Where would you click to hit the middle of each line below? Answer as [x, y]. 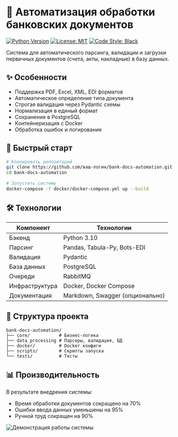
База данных [27, 266]
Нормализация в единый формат [56, 110]
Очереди [22, 276]
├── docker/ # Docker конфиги [54, 346]
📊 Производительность [53, 375]
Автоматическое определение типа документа [74, 98]
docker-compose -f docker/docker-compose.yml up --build [78, 189]
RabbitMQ [77, 276]
